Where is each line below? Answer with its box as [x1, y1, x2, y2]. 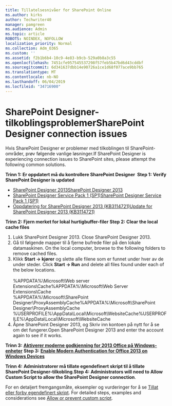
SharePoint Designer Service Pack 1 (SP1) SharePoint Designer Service [12, 192, 162, 198]
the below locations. [12, 267, 56, 273]
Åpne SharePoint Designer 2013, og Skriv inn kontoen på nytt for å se [12, 321, 160, 327]
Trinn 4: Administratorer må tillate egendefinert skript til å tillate [5, 363, 145, 369]
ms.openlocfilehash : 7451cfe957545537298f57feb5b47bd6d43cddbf [5, 60, 144, 65]
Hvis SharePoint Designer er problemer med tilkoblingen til [5, 145, 129, 151]
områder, [5, 150, 25, 157]
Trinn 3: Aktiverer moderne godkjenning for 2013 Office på [5, 342, 133, 348]
